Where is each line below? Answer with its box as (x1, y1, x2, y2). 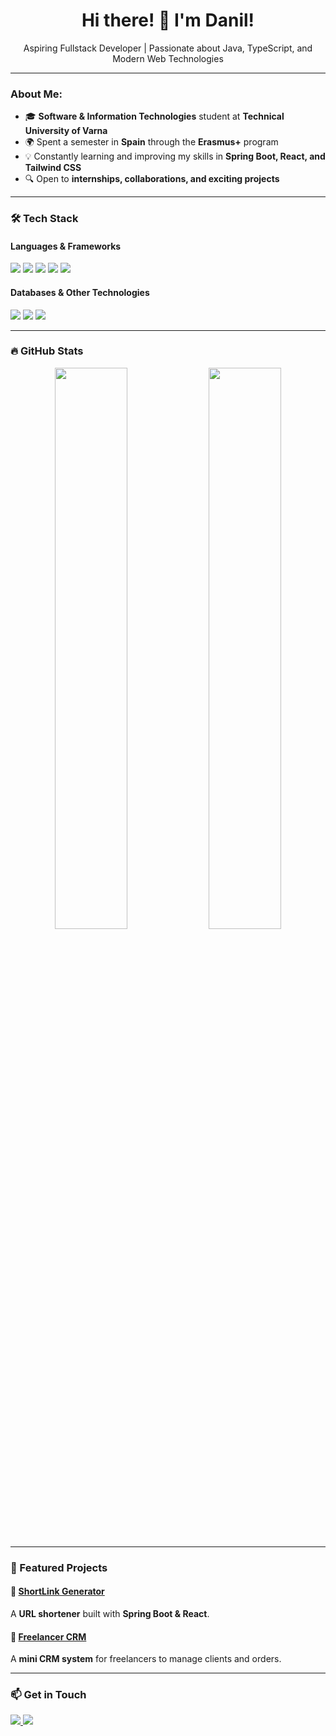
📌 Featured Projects (10, 1560, 108, 1574)
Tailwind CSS (24, 162, 82, 174)
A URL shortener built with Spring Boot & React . (10, 1607, 210, 1619)
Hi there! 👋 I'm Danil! (81, 9, 255, 32)
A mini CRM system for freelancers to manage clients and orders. (10, 1653, 282, 1665)
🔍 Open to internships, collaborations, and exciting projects (24, 173, 280, 185)
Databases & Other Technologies (10, 286, 150, 298)
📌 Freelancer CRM (10, 1630, 87, 1643)
